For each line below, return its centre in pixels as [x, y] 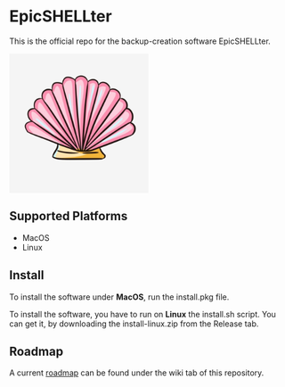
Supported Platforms [69, 216]
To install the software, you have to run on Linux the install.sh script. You [142, 314]
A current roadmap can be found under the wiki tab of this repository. [137, 373]
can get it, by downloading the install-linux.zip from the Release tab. [134, 324]
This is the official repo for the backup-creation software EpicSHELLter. [140, 41]
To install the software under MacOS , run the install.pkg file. [119, 297]
